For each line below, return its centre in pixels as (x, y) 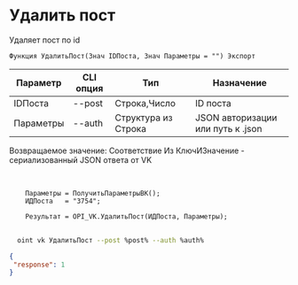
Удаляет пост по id (45, 40)
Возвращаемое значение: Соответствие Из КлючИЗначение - (127, 150)
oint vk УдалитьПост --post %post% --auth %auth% (110, 240)
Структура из (144, 118)
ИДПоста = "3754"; (63, 201)
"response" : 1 (39, 265)
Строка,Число (145, 103)
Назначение (240, 82)
